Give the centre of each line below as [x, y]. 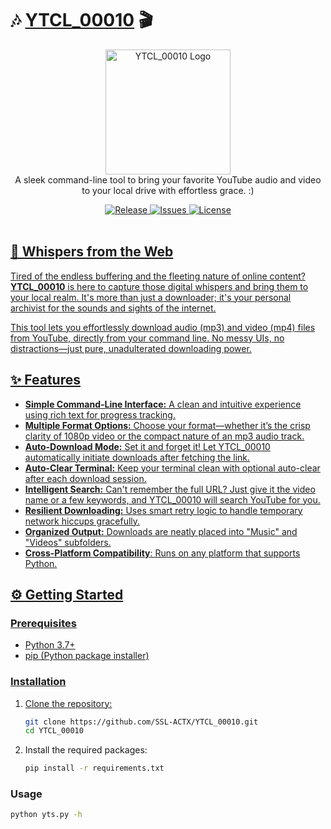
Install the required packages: [86, 750]
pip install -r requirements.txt [94, 768]
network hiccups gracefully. [82, 521]
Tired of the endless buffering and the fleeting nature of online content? [158, 276]
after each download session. [85, 478]
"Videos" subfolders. [68, 542]
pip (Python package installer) [87, 656]
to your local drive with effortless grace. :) [168, 190]
